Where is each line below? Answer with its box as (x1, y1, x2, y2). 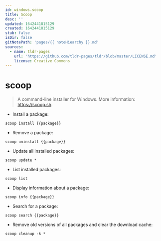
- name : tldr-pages (9, 49, 50, 54)
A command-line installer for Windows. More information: (17, 96, 136, 102)
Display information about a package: (12, 185, 90, 191)
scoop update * (5, 158, 37, 163)
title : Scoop (5, 12, 32, 17)
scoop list (5, 176, 28, 181)
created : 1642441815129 (5, 26, 55, 31)
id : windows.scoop (5, 7, 43, 12)
